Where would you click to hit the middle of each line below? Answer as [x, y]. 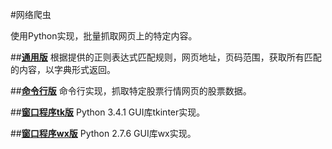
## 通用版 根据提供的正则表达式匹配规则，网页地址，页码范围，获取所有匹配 [166, 57]
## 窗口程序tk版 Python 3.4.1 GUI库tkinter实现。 [108, 112]
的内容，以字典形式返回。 [63, 69]
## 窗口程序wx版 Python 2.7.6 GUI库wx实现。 [103, 133]
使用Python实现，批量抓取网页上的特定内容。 [104, 36]
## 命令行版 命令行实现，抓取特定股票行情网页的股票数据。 [131, 91]
